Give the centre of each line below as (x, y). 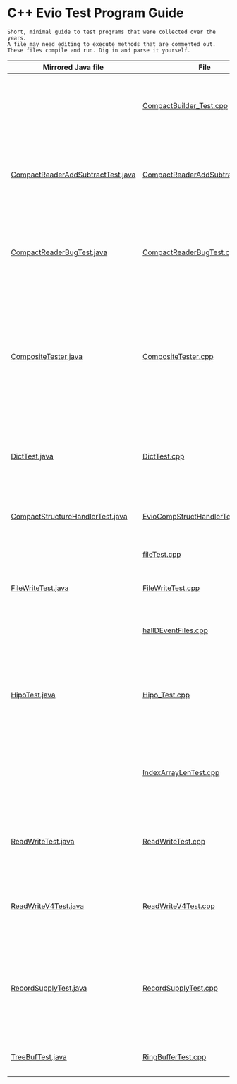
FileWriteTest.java (40, 588)
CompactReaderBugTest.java (59, 252)
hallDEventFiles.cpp (175, 630)
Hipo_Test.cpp (166, 695)
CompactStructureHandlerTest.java (69, 516)
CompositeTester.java (47, 356)
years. (17, 38)
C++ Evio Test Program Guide (96, 13)
